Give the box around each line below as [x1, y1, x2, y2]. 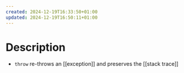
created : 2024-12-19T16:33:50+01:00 [5, 8, 98, 15]
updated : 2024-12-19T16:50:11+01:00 [5, 14, 98, 21]
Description [5, 40, 66, 54]
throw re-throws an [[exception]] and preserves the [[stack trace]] [14, 60, 179, 68]
